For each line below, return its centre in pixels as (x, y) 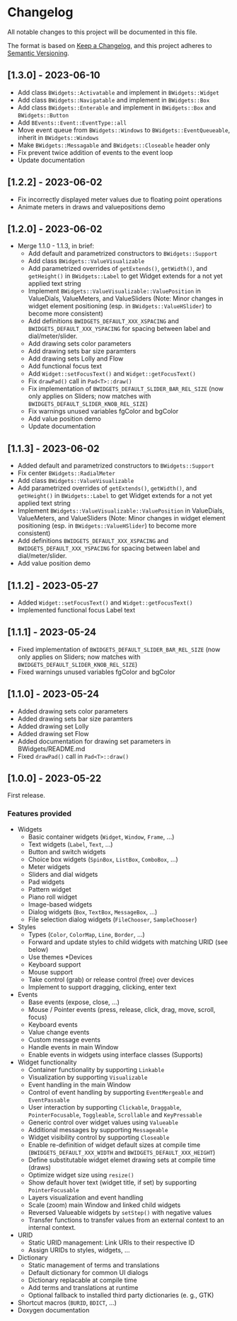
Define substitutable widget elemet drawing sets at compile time (122, 1160)
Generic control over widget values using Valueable (103, 1122)
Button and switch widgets (67, 851)
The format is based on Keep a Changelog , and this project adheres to (110, 45)
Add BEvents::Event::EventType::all (72, 122)
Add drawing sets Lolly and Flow (76, 359)
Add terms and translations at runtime (83, 1287)
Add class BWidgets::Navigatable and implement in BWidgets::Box (114, 100)
